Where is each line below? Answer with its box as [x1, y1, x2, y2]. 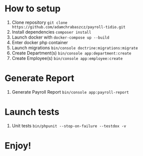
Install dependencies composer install [11, 29, 91, 35]
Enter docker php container [11, 39, 68, 45]
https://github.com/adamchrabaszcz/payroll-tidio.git [11, 24, 126, 30]
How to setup [4, 3, 61, 14]
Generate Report [4, 73, 75, 84]
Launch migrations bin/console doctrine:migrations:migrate [11, 45, 138, 51]
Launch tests [4, 106, 60, 118]
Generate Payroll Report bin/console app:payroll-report [11, 89, 129, 95]
